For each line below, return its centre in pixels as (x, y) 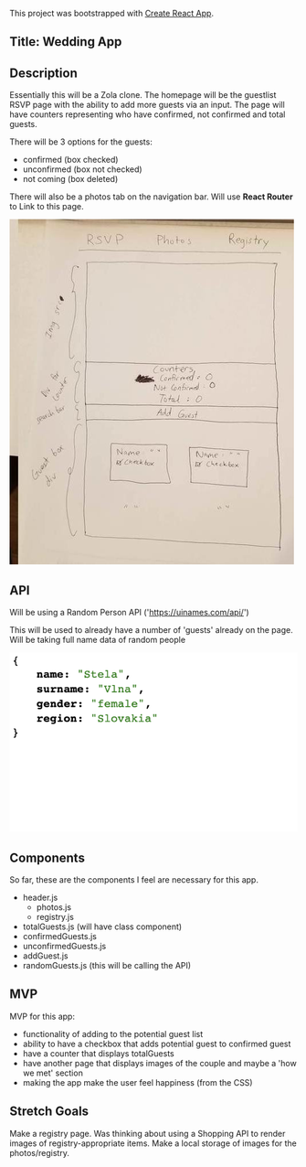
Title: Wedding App (66, 42)
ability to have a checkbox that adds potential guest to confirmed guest (157, 1044)
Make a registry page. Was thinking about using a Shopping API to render (148, 1133)
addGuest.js (45, 956)
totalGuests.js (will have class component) (102, 926)
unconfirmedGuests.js (64, 947)
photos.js (53, 907)
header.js (40, 898)
